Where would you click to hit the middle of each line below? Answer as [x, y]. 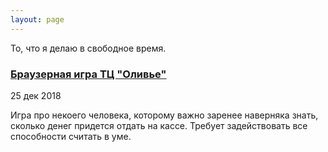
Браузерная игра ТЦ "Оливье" [88, 74]
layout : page [37, 19]
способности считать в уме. [71, 136]
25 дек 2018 [36, 95]
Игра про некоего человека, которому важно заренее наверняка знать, [164, 115]
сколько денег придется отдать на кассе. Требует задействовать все [159, 125]
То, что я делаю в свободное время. [88, 48]
